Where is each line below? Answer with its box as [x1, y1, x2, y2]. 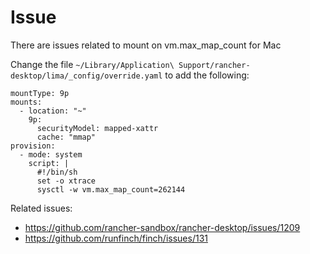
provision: [10, 141, 56, 151]
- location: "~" [19, 106, 87, 116]
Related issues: [10, 202, 73, 214]
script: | [28, 158, 70, 168]
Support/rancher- [178, 60, 251, 70]
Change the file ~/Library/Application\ [10, 58, 175, 70]
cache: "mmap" [36, 132, 97, 142]
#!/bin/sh [36, 167, 78, 177]
